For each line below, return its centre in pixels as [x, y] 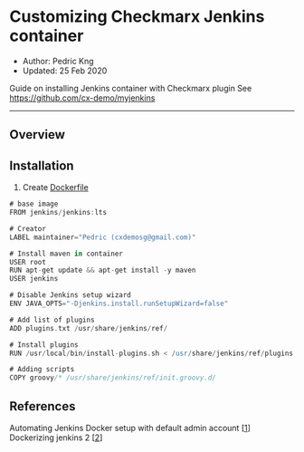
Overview [38, 135]
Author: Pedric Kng [58, 61]
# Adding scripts [42, 370]
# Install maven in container [66, 254]
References [43, 406]
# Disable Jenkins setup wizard [70, 295]
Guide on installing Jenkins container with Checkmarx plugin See [131, 88]
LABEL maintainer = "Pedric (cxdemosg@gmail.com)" [103, 237]
